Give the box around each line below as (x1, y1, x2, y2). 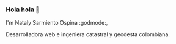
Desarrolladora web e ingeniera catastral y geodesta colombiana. (5, 31, 170, 38)
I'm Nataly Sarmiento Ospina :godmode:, (5, 19, 108, 27)
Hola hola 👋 (5, 5, 40, 14)
